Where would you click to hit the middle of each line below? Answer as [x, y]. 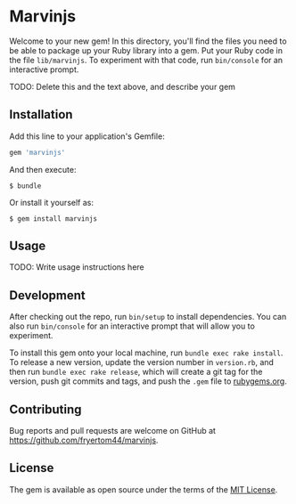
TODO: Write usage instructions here [77, 267]
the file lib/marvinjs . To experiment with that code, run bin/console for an [146, 60]
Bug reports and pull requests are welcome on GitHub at [113, 431]
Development [48, 295]
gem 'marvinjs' [37, 152]
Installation [41, 114]
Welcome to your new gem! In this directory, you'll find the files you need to [148, 41]
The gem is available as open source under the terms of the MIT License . [144, 489]
